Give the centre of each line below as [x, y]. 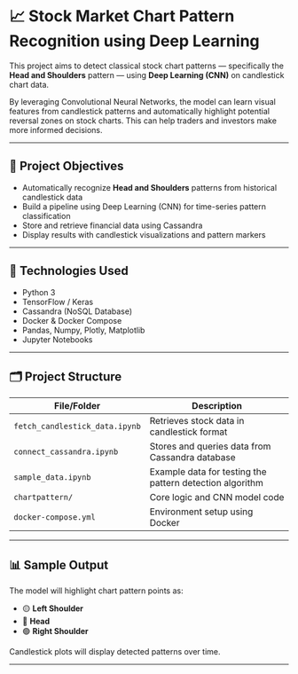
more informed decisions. [56, 129]
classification [46, 216]
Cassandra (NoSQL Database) [77, 311]
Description [217, 406]
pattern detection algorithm [206, 483]
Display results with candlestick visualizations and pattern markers [144, 234]
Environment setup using [201, 512]
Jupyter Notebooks [57, 339]
